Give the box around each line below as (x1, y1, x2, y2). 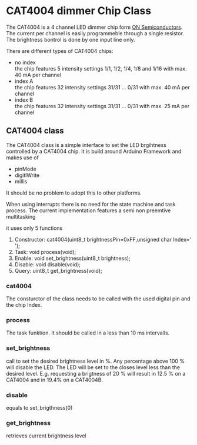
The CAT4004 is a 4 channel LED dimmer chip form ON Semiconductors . (6, 24, 183, 31)
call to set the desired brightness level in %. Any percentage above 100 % (6, 357, 185, 364)
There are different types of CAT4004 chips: (6, 47, 113, 54)
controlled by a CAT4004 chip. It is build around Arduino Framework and (6, 148, 182, 155)
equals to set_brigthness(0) (6, 404, 73, 411)
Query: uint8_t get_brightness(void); (14, 267, 102, 274)
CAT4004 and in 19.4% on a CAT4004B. (6, 376, 103, 383)
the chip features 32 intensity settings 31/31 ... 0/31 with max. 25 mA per (14, 102, 190, 109)
